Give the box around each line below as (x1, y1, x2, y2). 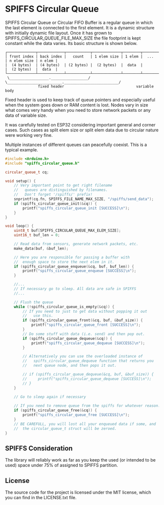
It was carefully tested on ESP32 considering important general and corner (5, 122, 156, 127)
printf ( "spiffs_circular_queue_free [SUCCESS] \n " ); (22, 413, 130, 418)
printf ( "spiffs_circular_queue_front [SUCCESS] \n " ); (31, 322, 141, 328)
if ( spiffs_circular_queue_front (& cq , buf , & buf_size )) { (22, 318, 143, 323)
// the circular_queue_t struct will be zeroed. (14, 426, 117, 431)
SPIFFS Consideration (5, 444, 73, 452)
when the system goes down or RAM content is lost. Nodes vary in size (5, 102, 148, 108)
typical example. (5, 147, 38, 152)
